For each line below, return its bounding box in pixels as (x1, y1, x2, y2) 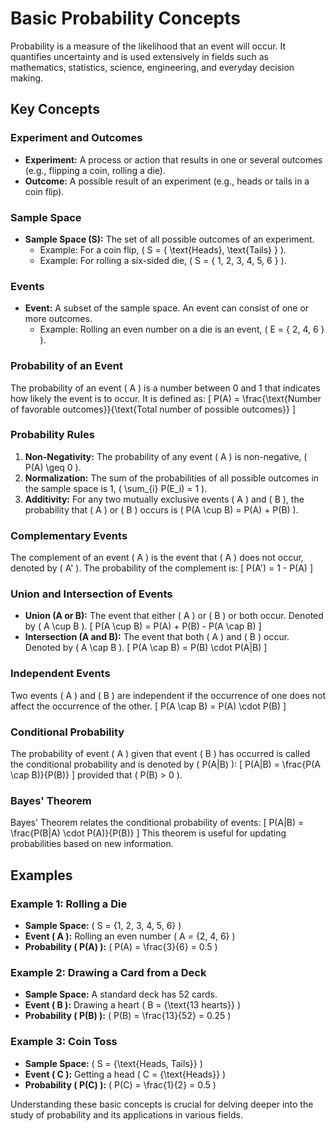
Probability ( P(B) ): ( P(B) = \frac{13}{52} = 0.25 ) (24, 1010, 232, 1022)
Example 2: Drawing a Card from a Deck (10, 965, 207, 979)
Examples (10, 867, 73, 884)
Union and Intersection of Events (10, 587, 173, 601)
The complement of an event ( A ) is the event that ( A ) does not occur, (10, 552, 304, 564)
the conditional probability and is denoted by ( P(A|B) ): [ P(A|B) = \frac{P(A (10, 758, 321, 770)
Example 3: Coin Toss (10, 1035, 118, 1049)
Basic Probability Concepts (10, 7, 241, 30)
